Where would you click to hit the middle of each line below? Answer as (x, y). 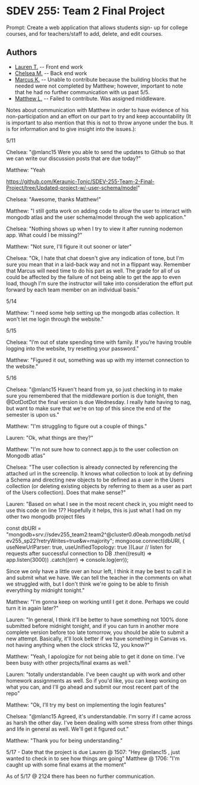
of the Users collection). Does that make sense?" (66, 492)
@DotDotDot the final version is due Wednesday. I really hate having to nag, (99, 402)
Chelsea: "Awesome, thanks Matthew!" (54, 199)
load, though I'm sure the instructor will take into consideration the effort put (99, 283)
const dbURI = (24, 528)
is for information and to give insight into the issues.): (71, 129)
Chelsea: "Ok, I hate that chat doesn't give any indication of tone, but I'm (95, 258)
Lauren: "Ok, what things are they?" (50, 437)
